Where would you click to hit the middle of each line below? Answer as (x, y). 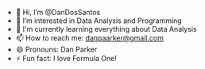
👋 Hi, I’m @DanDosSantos (58, 12)
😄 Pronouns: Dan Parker (56, 49)
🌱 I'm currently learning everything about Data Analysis (106, 29)
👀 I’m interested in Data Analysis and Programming (99, 21)
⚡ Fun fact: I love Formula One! (66, 58)
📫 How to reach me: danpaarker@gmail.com (90, 38)
